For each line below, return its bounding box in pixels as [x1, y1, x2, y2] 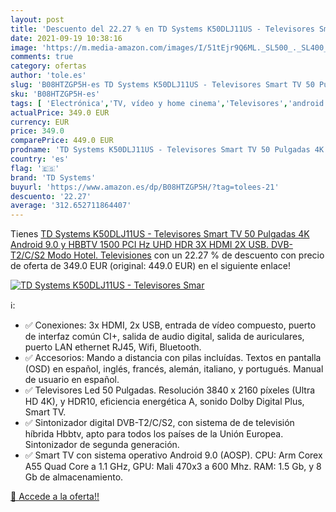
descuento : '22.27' [10, 191, 92, 201]
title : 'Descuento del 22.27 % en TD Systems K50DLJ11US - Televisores [10, 24, 315, 34]
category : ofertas [10, 61, 87, 71]
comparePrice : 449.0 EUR [10, 136, 114, 146]
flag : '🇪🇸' [10, 163, 60, 173]
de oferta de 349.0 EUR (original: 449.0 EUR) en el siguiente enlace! [10, 260, 291, 272]
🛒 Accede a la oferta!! [10, 491, 100, 503]
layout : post [10, 14, 65, 25]
